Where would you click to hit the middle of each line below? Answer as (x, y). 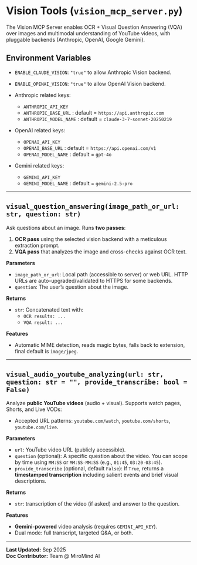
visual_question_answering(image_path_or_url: (93, 207)
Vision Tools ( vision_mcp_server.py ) (94, 11)
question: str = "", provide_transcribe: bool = (97, 382)
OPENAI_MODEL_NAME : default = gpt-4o (67, 154)
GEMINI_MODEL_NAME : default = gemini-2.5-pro (78, 183)
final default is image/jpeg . (46, 351)
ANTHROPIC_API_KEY (46, 107)
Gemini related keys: (39, 165)
